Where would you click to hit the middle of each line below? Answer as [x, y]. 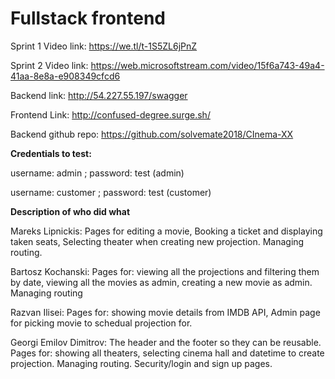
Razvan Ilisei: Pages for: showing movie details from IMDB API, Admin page [165, 312]
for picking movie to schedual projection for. [101, 323]
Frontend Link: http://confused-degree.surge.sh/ [110, 114]
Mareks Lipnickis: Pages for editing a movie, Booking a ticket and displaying [166, 231]
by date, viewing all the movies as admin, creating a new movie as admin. [161, 282]
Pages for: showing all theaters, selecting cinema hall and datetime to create [167, 353]
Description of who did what [70, 211]
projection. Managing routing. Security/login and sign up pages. [141, 363]
